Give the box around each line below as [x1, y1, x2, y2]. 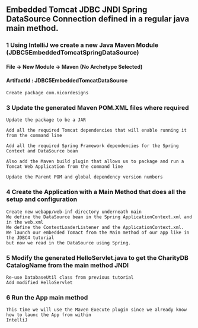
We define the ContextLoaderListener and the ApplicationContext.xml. [6, 224, 184, 230]
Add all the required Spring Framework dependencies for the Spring [6, 143, 179, 149]
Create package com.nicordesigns [6, 90, 89, 96]
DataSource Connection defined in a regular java [6, 14, 190, 24]
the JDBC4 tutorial [6, 234, 55, 241]
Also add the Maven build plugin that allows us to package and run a [6, 158, 184, 165]
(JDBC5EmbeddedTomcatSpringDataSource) [6, 49, 139, 57]
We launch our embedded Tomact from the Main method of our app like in [6, 230, 190, 235]
